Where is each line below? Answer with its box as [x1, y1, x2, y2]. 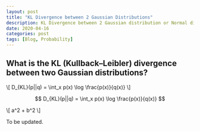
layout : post [6, 8, 39, 15]
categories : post [6, 31, 49, 37]
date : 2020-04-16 [6, 25, 49, 32]
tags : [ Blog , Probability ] [6, 36, 73, 42]
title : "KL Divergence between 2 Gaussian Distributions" [6, 14, 153, 20]
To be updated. [6, 118, 43, 125]
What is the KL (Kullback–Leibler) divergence [6, 58, 177, 68]
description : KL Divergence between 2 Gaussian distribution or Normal [6, 20, 187, 26]
